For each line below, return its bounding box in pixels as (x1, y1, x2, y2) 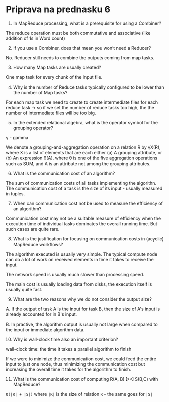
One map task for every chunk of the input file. (6, 74, 103, 80)
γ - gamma (6, 134, 29, 140)
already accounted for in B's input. (6, 311, 77, 317)
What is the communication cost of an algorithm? (13, 170, 115, 176)
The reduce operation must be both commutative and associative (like (6, 30, 151, 36)
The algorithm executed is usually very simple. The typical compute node (6, 251, 158, 257)
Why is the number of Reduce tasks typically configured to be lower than (13, 84, 164, 90)
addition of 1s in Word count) (6, 35, 65, 41)
